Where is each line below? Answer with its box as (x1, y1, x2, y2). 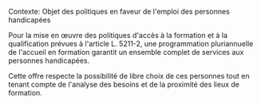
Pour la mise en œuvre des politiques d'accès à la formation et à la (8, 31, 228, 40)
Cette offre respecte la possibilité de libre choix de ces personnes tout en (8, 71, 250, 80)
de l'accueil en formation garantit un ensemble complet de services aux (8, 48, 244, 56)
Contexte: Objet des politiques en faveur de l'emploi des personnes (8, 7, 230, 16)
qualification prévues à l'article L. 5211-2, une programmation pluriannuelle (8, 39, 254, 48)
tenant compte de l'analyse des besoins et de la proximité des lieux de (8, 79, 239, 89)
